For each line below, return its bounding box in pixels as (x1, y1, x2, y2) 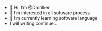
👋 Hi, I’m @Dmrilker (9, 5, 50, 10)
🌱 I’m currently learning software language (9, 15, 98, 21)
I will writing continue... (9, 20, 58, 26)
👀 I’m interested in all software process (9, 10, 90, 16)
